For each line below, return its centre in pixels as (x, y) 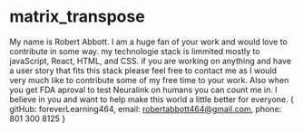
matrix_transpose (77, 17)
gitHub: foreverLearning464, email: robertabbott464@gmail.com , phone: (146, 108)
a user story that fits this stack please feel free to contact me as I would (143, 71)
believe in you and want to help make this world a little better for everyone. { (152, 99)
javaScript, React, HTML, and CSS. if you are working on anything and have (151, 61)
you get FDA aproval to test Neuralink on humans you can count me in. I (144, 90)
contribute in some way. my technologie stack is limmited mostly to (135, 51)
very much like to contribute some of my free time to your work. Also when (149, 80)
